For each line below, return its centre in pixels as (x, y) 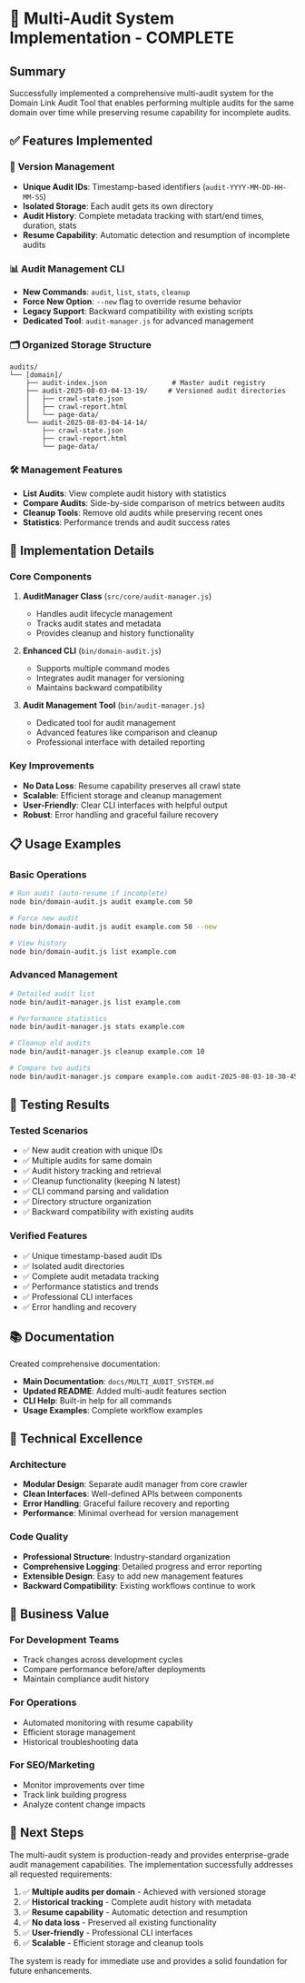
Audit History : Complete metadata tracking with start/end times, (143, 215)
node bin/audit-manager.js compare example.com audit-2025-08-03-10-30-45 (154, 1076)
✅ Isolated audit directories (74, 1265)
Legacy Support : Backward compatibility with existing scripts (138, 311)
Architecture (38, 1464)
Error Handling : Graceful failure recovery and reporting (126, 1503)
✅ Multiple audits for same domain (87, 1161)
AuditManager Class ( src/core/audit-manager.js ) (117, 596)
